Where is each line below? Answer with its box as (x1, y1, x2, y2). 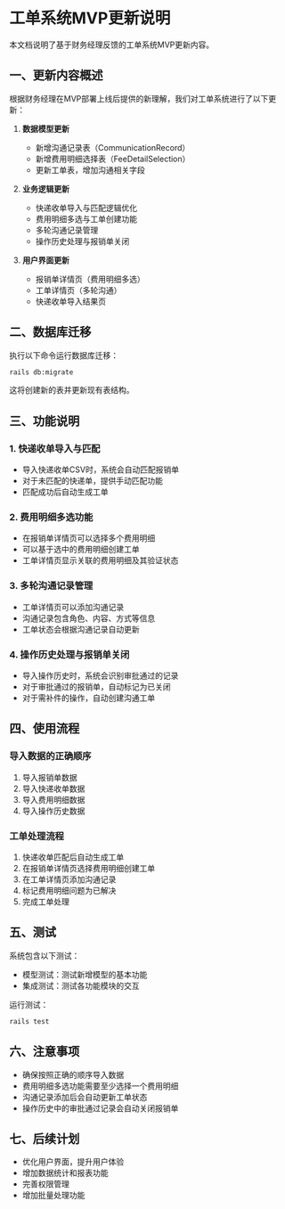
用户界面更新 (21, 255, 69, 265)
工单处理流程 (9, 829, 65, 842)
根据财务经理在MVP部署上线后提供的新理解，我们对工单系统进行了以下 (9, 93, 269, 103)
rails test (9, 1017, 50, 1025)
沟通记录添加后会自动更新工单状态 (21, 1091, 148, 1102)
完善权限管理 (21, 1179, 69, 1189)
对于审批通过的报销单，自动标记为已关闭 (21, 682, 171, 692)
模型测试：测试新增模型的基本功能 (21, 968, 148, 980)
